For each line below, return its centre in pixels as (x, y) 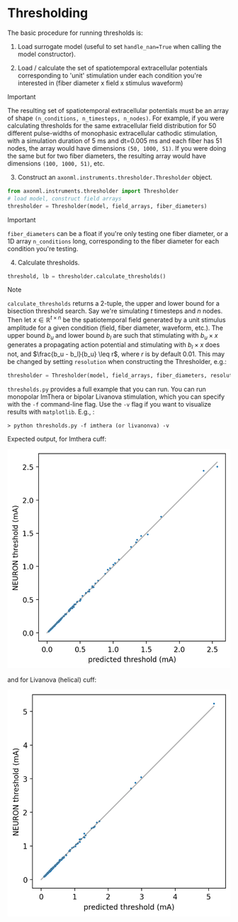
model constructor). (46, 54)
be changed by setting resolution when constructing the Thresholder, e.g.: (117, 361)
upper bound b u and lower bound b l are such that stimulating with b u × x (113, 336)
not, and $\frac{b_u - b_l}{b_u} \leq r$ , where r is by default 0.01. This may (116, 354)
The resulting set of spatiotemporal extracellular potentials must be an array (118, 110)
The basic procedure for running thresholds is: (75, 33)
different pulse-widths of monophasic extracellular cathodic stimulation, (112, 133)
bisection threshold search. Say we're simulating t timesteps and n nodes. (115, 311)
